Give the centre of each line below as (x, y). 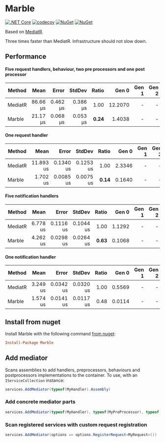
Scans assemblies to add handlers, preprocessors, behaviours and (73, 370)
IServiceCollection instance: (35, 380)
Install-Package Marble (29, 343)
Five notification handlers (32, 196)
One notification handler (31, 257)
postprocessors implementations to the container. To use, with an (71, 375)
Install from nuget (33, 322)
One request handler (27, 135)
